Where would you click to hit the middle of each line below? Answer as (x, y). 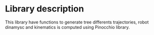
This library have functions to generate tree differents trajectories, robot (77, 22)
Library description (44, 9)
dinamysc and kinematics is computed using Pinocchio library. (68, 27)
